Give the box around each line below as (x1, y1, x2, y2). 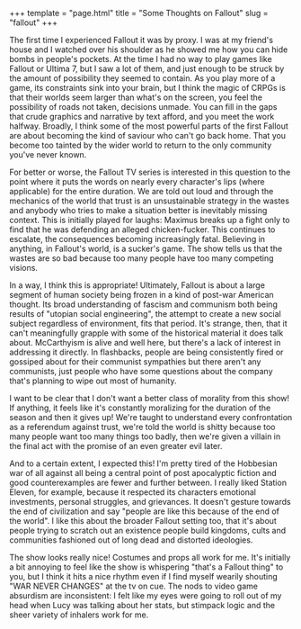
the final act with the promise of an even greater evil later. (9, 441, 223, 451)
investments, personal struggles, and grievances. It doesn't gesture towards (9, 497, 291, 507)
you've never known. (9, 149, 87, 160)
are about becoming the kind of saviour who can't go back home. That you (9, 130, 286, 140)
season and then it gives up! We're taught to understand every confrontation (9, 412, 293, 422)
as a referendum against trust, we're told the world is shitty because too (9, 422, 276, 432)
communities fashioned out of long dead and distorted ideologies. (9, 535, 253, 545)
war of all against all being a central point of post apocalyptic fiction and (9, 468, 277, 478)
